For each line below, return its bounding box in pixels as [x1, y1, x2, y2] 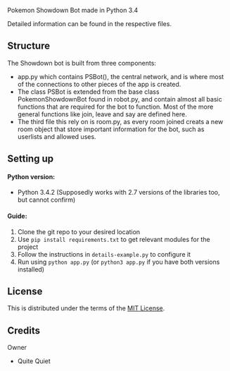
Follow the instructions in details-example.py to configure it [17, 250, 191, 258]
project [17, 243, 39, 251]
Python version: [7, 172, 56, 181]
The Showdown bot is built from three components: [7, 59, 157, 67]
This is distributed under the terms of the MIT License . [7, 304, 165, 312]
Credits [7, 324, 41, 336]
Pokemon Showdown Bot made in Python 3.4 [7, 6, 139, 14]
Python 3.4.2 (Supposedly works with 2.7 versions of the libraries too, [17, 188, 220, 197]
